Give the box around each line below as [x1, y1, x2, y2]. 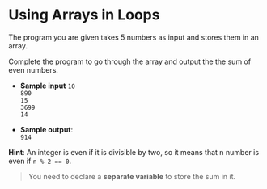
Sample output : [19, 124, 74, 134]
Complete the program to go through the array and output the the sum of [8, 57, 252, 66]
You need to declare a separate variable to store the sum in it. [28, 171, 236, 181]
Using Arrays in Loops [8, 6, 160, 24]
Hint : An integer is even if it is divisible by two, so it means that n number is [8, 147, 260, 157]
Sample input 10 [19, 81, 75, 90]
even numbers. [8, 65, 59, 74]
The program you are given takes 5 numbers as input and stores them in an [8, 32, 259, 42]
